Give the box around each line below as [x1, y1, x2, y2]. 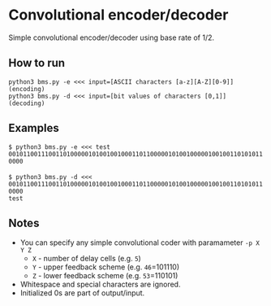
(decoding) [8, 99, 45, 107]
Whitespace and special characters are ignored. [19, 279, 181, 290]
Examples [8, 121, 59, 135]
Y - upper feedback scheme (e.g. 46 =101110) [32, 262, 180, 272]
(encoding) [8, 85, 45, 93]
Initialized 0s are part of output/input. [19, 288, 145, 298]
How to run [8, 56, 66, 70]
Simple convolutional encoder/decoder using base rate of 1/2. [8, 33, 215, 42]
